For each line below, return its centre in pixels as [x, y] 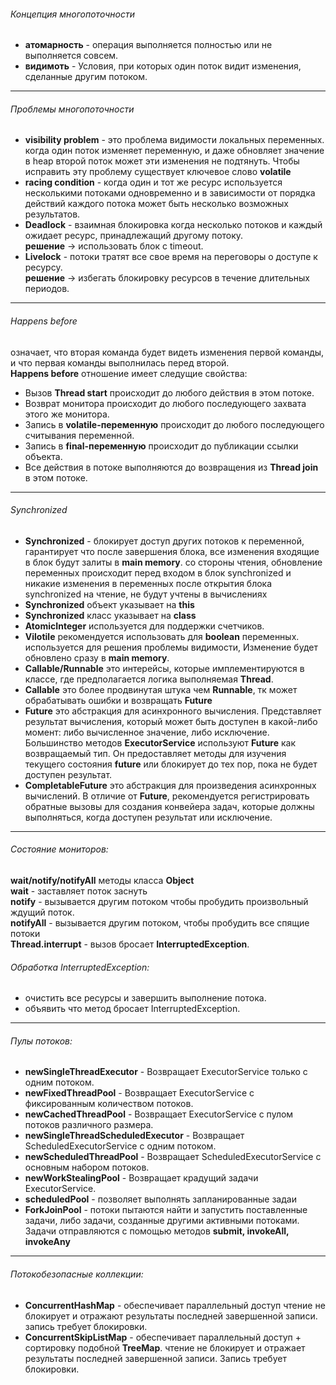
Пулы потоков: [41, 1041]
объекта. [43, 456]
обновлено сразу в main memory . [97, 657]
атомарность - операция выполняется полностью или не [148, 45]
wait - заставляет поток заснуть [79, 891]
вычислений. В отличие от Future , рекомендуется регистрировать [167, 796]
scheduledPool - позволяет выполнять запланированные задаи [160, 1199]
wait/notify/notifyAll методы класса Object [102, 881]
